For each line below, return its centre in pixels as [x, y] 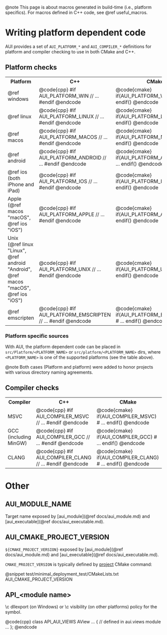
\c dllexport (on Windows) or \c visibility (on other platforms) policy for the [81, 607]
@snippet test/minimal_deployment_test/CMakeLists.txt [62, 574]
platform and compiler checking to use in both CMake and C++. [70, 51]
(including [19, 437]
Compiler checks [32, 388]
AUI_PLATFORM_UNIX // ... [70, 269]
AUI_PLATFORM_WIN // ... [69, 96]
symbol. [13, 612]
